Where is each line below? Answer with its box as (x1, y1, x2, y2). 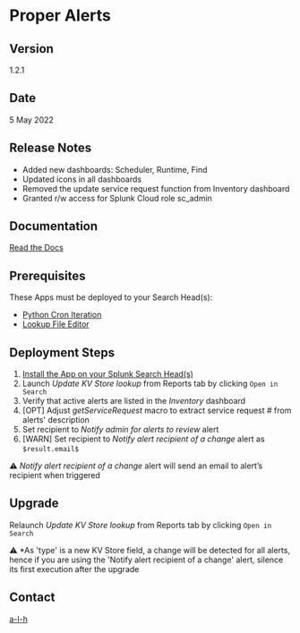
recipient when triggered (9, 470, 101, 481)
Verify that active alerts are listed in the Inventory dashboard (21, 396, 246, 406)
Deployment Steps (9, 345, 115, 360)
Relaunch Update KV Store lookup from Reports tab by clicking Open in (9, 519, 272, 530)
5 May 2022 (9, 114, 54, 125)
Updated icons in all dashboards (21, 174, 141, 184)
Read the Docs (9, 243, 64, 253)
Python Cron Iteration (21, 310, 102, 321)
